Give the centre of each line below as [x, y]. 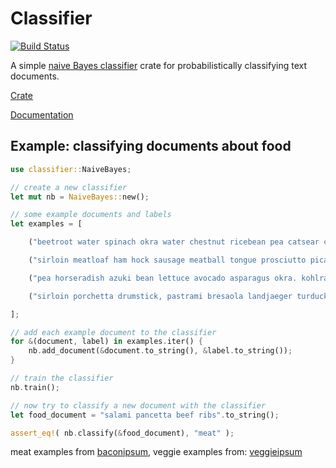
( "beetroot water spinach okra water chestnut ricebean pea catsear [174, 242]
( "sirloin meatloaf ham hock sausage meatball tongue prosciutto [167, 260]
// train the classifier [62, 378]
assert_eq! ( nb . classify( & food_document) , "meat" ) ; [122, 433]
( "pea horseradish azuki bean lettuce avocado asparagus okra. [163, 278]
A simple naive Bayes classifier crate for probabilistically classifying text [159, 65]
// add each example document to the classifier [113, 332]
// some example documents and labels [91, 215]
